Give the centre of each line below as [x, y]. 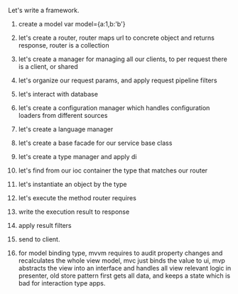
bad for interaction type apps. [62, 283]
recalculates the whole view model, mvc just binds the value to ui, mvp [122, 261]
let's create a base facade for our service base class [95, 143]
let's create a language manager [66, 129]
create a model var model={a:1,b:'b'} [72, 24]
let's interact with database [58, 94]
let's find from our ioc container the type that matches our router [113, 170]
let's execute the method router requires [77, 198]
